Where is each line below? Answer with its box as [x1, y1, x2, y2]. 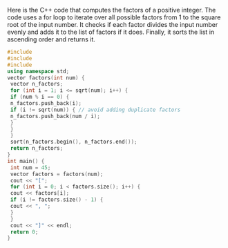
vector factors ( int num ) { [7, 74, 85, 82]
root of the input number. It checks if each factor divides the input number [7, 21, 218, 28]
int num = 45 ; [10, 164, 51, 171]
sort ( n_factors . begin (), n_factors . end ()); [10, 138, 137, 146]
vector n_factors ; [10, 81, 64, 88]
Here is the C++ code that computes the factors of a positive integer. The [7, 6, 216, 14]
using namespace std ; [7, 68, 70, 75]
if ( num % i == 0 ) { [10, 93, 70, 101]
